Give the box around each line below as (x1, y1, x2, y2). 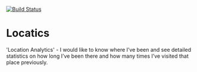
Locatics (6, 27, 50, 40)
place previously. (6, 58, 48, 65)
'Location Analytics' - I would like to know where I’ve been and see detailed (6, 46, 192, 53)
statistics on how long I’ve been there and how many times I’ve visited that (6, 52, 189, 60)
